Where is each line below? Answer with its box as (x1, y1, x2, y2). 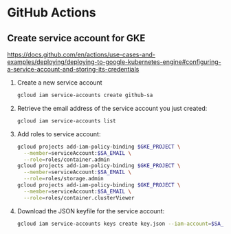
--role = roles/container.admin (23, 156, 110, 163)
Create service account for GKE (7, 32, 146, 44)
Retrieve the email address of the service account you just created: (16, 104, 208, 112)
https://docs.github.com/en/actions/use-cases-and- (7, 50, 156, 58)
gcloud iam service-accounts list (16, 117, 116, 125)
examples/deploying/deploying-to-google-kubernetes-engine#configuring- (7, 58, 221, 66)
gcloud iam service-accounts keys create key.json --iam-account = (16, 220, 212, 227)
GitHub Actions (7, 5, 96, 21)
